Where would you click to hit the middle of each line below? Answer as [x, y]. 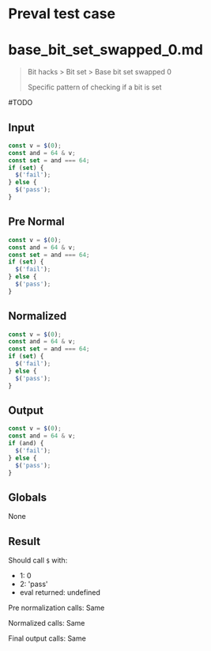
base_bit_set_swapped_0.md [106, 50]
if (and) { [26, 444]
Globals [28, 497]
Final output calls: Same [47, 638]
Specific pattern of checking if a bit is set [94, 87]
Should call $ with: [38, 560]
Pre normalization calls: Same [57, 608]
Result [24, 541]
